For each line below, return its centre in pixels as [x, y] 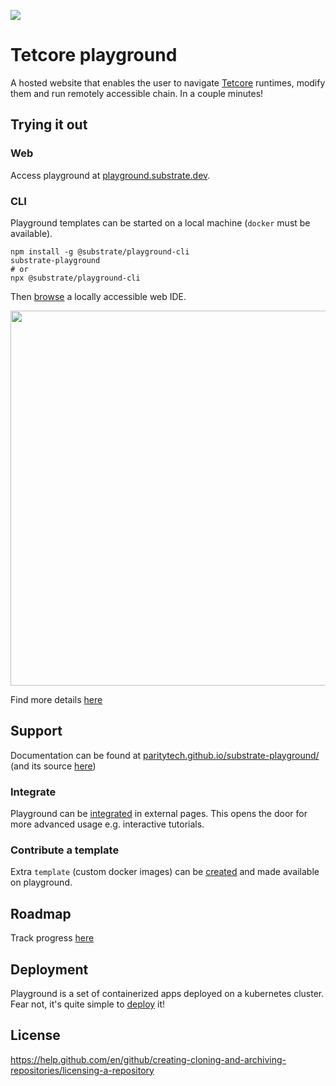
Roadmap [41, 913]
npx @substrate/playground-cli [75, 278]
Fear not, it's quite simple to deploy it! [88, 1004]
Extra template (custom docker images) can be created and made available [165, 872]
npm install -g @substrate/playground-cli [100, 251]
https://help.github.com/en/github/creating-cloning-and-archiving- [148, 1059]
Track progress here [52, 938]
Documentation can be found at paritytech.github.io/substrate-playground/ [165, 755]
